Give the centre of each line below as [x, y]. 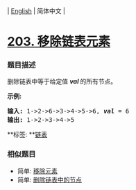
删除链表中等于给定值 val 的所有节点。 [62, 81]
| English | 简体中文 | [36, 11]
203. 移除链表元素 [59, 42]
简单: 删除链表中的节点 [49, 180]
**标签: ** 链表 [27, 134]
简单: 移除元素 [37, 171]
